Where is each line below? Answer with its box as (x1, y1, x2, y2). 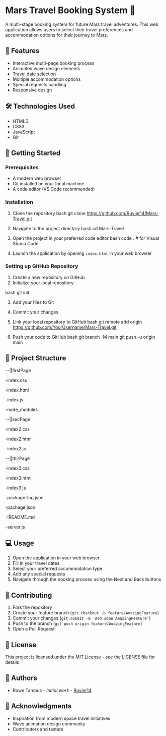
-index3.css (5, 465, 30, 471)
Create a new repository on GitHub (12, 274, 85, 280)
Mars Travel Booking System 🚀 (5, 5, 136, 16)
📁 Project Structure (5, 354, 66, 362)
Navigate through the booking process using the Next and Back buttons (12, 576, 161, 583)
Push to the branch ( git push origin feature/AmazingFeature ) (12, 620, 142, 626)
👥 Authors (5, 674, 38, 682)
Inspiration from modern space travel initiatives (12, 715, 111, 721)
